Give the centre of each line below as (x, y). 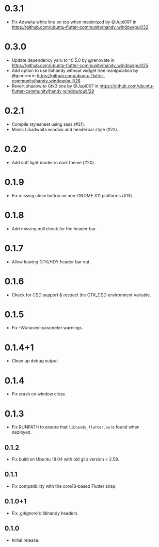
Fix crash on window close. (39, 394)
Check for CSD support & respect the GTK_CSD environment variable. (81, 295)
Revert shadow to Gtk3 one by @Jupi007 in (55, 86)
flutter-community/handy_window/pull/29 (53, 91)
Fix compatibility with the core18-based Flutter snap (64, 486)
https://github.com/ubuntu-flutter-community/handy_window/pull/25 (80, 65)
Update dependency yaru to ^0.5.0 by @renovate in (63, 60)
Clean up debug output (35, 361)
